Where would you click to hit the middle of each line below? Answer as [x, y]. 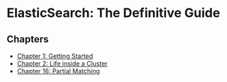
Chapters [28, 39]
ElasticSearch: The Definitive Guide [113, 13]
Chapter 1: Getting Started [55, 56]
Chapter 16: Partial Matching [58, 71]
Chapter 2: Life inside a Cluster [62, 64]
